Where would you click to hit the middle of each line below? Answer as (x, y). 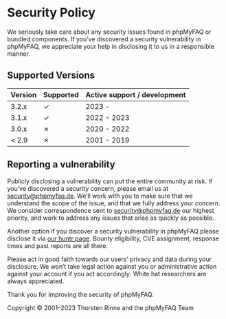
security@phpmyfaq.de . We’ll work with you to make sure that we (100, 196)
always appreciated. (36, 281)
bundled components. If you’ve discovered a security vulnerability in (104, 39)
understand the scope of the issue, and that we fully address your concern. (114, 203)
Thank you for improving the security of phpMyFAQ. (81, 294)
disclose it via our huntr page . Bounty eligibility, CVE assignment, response (113, 238)
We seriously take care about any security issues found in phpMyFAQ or (109, 32)
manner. (19, 54)
